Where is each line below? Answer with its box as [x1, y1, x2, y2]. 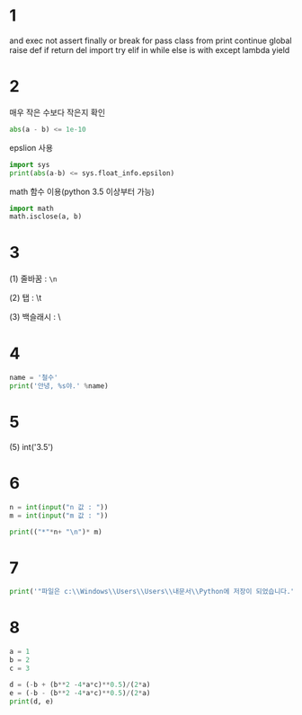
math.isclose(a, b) [9, 212, 83, 221]
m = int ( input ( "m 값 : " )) [9, 511, 109, 520]
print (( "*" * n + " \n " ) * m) [9, 527, 102, 536]
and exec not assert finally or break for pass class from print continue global [9, 35, 292, 46]
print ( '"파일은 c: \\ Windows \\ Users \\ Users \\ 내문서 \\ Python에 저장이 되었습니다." [9, 587, 295, 596]
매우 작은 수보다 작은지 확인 [9, 107, 106, 118]
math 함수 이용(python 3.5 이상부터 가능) [9, 186, 155, 197]
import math [9, 204, 54, 213]
